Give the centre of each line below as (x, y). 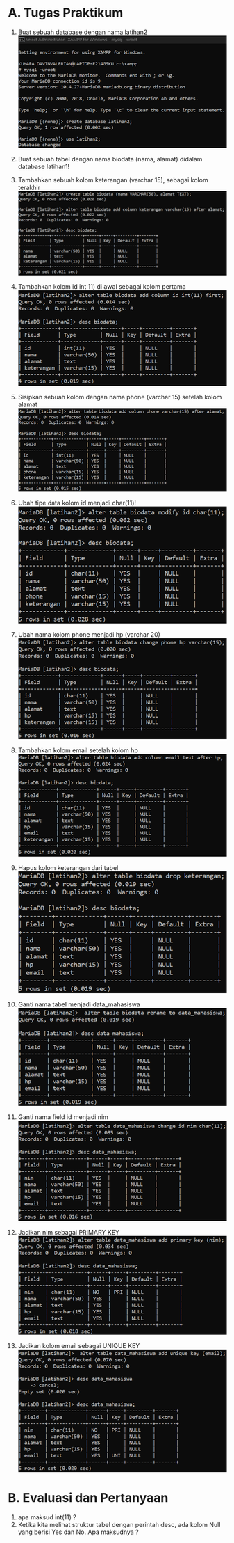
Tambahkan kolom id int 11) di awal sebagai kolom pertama (102, 286)
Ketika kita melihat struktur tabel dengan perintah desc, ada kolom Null (119, 1524)
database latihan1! (44, 167)
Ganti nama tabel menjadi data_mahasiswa (79, 1004)
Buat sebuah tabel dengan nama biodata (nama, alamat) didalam (110, 159)
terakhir (29, 188)
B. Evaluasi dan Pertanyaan (88, 1497)
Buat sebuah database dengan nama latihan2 (83, 32)
